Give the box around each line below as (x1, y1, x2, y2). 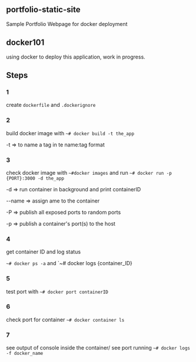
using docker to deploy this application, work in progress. (6, 53, 145, 60)
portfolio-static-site (6, 5, 81, 15)
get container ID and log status (6, 248, 81, 256)
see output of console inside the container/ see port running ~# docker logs (6, 344, 190, 351)
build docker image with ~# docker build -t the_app (6, 129, 134, 136)
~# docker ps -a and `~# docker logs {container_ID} (6, 260, 132, 267)
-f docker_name (6, 351, 44, 357)
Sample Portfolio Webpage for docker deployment (6, 20, 128, 27)
